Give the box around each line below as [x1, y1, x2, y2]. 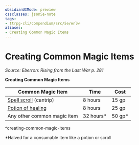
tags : [5, 16, 16, 21]
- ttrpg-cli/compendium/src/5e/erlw [5, 21, 80, 26]
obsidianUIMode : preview [5, 7, 56, 12]
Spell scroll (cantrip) [7, 97, 54, 103]
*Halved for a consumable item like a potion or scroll [5, 134, 112, 140]
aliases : [5, 25, 23, 30]
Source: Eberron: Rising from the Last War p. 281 [5, 67, 104, 73]
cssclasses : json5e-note [5, 12, 56, 17]
